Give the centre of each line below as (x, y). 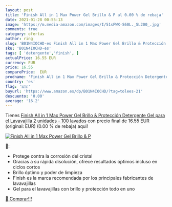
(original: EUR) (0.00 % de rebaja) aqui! (47, 126)
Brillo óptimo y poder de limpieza (48, 173)
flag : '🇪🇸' (18, 86)
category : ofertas (25, 34)
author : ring (19, 39)
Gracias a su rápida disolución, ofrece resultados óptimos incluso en (85, 162)
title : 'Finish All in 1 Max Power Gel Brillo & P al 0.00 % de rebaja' (84, 15)
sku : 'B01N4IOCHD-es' (28, 48)
